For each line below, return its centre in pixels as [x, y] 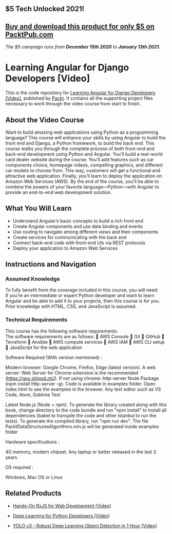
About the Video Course [45, 120]
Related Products [33, 493]
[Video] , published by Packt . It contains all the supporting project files [79, 98]
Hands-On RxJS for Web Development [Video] [62, 506]
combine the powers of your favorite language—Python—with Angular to [82, 187]
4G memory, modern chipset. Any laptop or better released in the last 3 [81, 452]
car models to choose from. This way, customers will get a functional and [83, 170]
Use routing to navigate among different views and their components [85, 232]
